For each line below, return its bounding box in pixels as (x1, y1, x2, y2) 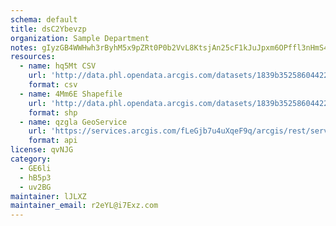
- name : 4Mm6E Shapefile (19, 89, 123, 99)
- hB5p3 (19, 172, 52, 183)
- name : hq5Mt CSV (19, 61, 97, 71)
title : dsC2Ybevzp (10, 24, 87, 34)
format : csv (28, 80, 78, 90)
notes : (10, 42, 38, 53)
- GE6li (19, 163, 52, 173)
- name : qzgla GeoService (19, 117, 128, 127)
